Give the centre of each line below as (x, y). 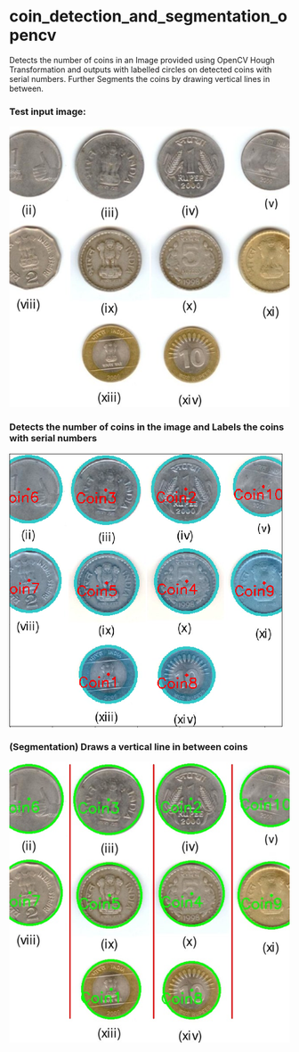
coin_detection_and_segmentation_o (148, 16)
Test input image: (48, 111)
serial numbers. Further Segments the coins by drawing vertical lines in (140, 78)
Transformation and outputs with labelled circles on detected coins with (141, 70)
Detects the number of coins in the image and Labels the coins (147, 427)
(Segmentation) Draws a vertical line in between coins (129, 747)
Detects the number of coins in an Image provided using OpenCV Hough (142, 60)
